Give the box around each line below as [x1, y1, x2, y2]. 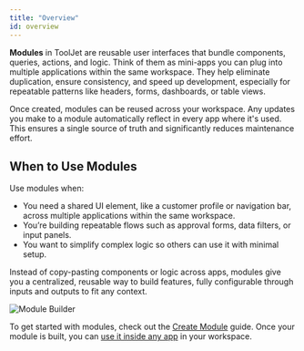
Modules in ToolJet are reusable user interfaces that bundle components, [9, 46, 287, 57]
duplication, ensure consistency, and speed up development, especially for [9, 76, 291, 87]
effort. [9, 132, 34, 143]
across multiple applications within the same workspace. [22, 211, 236, 222]
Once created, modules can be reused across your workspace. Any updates [9, 103, 296, 114]
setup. [22, 249, 47, 260]
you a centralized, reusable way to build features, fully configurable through [9, 276, 294, 287]
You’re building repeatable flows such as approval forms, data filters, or [22, 220, 291, 231]
